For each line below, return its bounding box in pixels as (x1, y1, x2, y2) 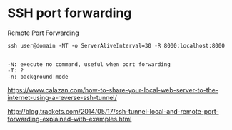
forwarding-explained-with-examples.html (7, 114, 132, 123)
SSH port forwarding (7, 5, 132, 21)
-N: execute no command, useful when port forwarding (7, 60, 171, 68)
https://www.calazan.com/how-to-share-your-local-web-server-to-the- (7, 85, 219, 94)
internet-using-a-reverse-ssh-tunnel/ (7, 93, 118, 102)
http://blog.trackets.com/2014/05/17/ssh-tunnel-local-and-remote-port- (7, 107, 219, 115)
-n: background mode (7, 73, 69, 80)
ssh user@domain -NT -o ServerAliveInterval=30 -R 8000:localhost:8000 (7, 42, 225, 49)
